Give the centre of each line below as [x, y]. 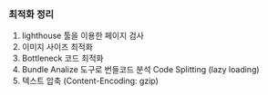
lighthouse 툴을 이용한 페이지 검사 [83, 36]
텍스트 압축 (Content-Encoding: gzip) [90, 81]
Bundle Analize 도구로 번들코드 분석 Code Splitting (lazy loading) [141, 70]
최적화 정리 [31, 14]
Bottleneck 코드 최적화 [62, 58]
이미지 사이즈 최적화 [57, 47]
